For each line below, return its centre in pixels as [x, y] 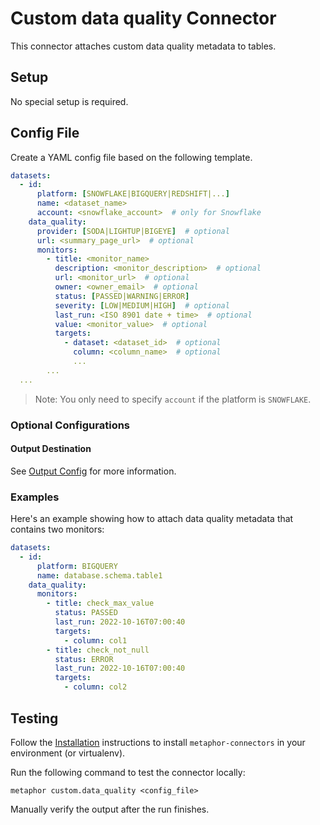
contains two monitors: [57, 529]
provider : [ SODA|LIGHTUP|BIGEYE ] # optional [133, 231]
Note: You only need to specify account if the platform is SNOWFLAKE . [173, 399]
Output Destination [51, 449]
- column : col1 [95, 640]
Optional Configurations [70, 425]
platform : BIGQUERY [77, 566]
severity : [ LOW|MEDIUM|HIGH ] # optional [142, 305]
